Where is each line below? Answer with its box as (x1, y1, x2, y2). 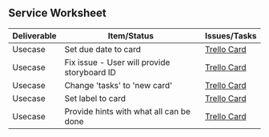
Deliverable (12, 30, 58, 41)
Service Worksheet (8, 6, 106, 20)
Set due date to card (64, 43, 142, 54)
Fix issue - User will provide (64, 56, 171, 67)
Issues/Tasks (204, 30, 257, 41)
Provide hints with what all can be (64, 106, 191, 117)
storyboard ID (64, 66, 116, 78)
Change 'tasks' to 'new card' (64, 79, 173, 91)
